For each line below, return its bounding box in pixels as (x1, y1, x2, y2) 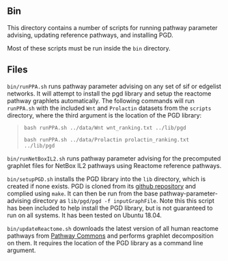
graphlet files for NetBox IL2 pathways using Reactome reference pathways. (7, 161, 222, 169)
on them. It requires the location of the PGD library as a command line (7, 238, 203, 247)
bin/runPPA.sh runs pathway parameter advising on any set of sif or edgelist (7, 82, 222, 90)
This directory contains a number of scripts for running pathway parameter (7, 23, 218, 31)
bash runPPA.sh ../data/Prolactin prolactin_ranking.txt (23, 136, 190, 143)
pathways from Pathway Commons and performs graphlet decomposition (7, 232, 214, 240)
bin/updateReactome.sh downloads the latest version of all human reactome (7, 224, 218, 232)
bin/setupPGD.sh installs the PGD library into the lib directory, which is (7, 174, 206, 183)
